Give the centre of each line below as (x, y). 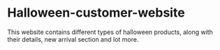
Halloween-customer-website (96, 13)
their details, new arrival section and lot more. (73, 39)
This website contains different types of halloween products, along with (110, 32)
